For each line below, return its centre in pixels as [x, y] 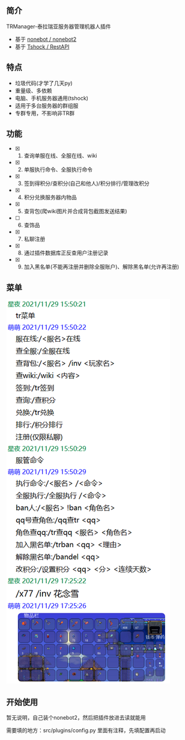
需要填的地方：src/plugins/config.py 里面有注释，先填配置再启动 [86, 730]
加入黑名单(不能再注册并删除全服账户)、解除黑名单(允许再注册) [102, 267]
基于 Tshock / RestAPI [42, 46]
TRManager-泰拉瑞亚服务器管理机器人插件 [59, 26]
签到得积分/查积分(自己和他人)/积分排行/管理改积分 [86, 183]
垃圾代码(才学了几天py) [44, 83]
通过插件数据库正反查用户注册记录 [66, 253]
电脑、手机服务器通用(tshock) [52, 98]
